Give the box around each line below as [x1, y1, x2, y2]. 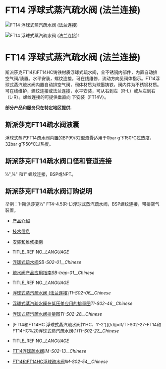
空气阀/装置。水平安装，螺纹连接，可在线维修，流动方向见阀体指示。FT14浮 [5, 75, 160, 81]
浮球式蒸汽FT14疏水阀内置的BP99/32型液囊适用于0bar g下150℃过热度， [5, 135, 155, 141]
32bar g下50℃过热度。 [5, 141, 54, 147]
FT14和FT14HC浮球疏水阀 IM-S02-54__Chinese [12, 359, 108, 365]
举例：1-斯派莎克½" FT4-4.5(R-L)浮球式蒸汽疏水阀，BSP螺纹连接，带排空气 [5, 201, 160, 207]
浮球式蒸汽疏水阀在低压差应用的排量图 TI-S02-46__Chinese [12, 300, 133, 306]
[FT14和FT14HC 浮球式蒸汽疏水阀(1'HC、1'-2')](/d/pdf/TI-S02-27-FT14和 [12, 322, 162, 328]
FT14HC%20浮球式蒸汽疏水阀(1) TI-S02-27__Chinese [12, 328, 119, 334]
